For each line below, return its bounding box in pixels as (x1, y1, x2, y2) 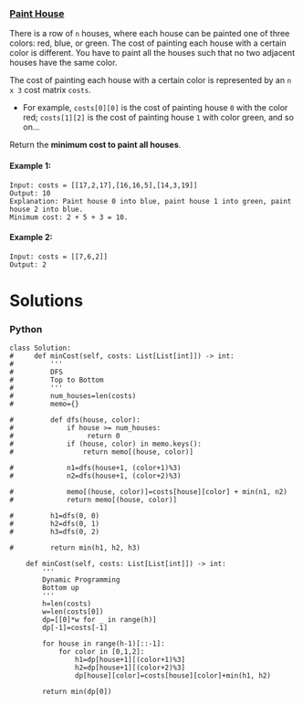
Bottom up (42, 584, 79, 593)
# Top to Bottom (9, 375, 104, 385)
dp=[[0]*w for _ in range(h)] (42, 616, 157, 625)
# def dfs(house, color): (9, 416, 141, 425)
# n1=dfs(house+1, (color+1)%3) (9, 464, 182, 473)
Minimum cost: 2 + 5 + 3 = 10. (9, 213, 129, 222)
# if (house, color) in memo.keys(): (9, 439, 203, 449)
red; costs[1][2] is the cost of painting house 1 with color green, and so (22, 112, 295, 123)
